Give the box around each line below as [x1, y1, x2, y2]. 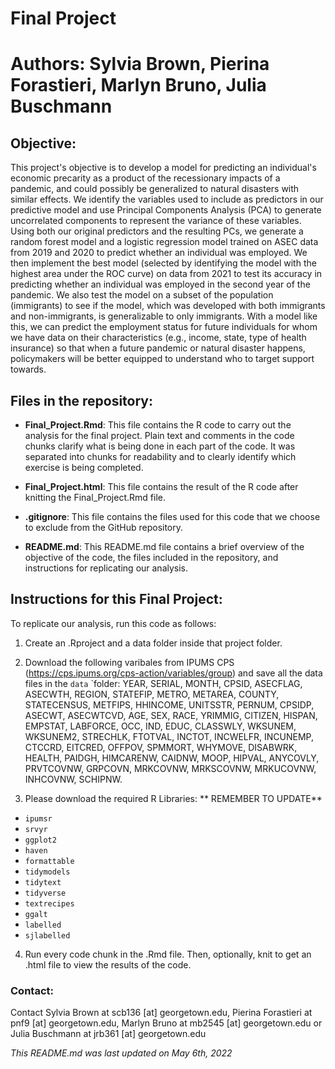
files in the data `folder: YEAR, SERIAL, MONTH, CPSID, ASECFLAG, [24, 677, 303, 689]
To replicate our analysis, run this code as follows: [10, 617, 217, 629]
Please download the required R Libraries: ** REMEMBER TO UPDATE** [24, 792, 323, 804]
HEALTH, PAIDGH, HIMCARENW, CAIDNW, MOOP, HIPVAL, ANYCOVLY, [24, 752, 320, 764]
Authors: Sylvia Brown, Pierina [10, 53, 270, 76]
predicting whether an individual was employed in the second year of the [10, 278, 311, 291]
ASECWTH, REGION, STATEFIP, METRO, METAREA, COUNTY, [24, 688, 280, 700]
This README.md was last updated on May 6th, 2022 [10, 1047, 233, 1059]
